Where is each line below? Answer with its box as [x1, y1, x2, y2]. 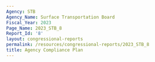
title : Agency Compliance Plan [6, 47, 83, 53]
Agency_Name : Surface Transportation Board [6, 14, 115, 20]
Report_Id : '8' [6, 31, 44, 37]
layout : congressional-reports [6, 36, 83, 42]
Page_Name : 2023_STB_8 [6, 25, 62, 31]
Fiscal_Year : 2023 [6, 19, 51, 25]
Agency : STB [6, 8, 35, 15]
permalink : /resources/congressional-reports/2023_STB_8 [6, 42, 150, 48]
